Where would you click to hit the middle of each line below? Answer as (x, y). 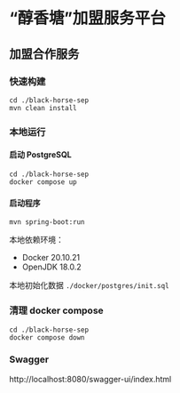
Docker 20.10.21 (51, 258)
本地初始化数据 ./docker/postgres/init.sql (90, 285)
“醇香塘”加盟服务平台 (88, 18)
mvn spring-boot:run (47, 222)
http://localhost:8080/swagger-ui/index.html (90, 379)
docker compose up (43, 182)
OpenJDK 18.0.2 (51, 267)
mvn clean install (43, 108)
